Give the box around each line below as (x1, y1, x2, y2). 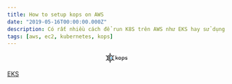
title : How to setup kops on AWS (7, 11, 104, 18)
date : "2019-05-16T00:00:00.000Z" (7, 18, 108, 25)
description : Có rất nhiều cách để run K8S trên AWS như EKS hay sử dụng (7, 25, 226, 32)
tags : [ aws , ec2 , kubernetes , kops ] (7, 33, 113, 40)
